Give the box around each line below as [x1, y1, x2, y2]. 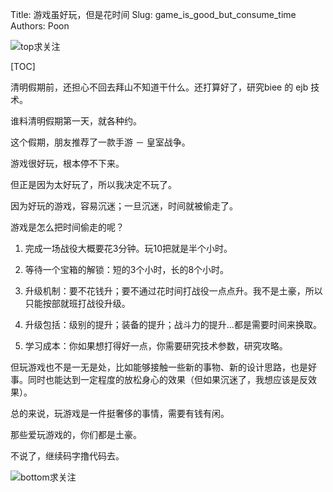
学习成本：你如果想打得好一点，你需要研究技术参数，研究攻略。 [24, 340, 288, 352]
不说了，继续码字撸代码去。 [10, 450, 125, 462]
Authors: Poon [10, 20, 70, 32]
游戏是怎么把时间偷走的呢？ [10, 221, 125, 233]
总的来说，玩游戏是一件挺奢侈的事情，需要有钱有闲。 [10, 408, 230, 419]
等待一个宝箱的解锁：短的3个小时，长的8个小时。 [24, 264, 230, 275]
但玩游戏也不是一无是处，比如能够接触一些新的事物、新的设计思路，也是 [10, 361, 308, 373]
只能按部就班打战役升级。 [24, 298, 131, 309]
